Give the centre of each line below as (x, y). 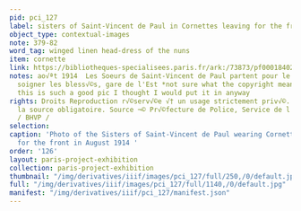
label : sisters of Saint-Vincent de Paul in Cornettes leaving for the (146, 26)
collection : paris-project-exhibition (82, 168)
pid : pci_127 (34, 18)
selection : (30, 127)
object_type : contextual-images (69, 34)
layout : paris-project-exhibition (74, 159)
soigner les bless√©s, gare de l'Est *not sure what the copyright (146, 84)
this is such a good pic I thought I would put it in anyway (134, 92)
